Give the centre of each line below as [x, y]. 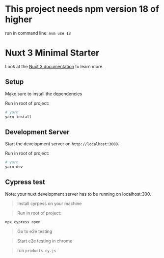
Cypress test [25, 182]
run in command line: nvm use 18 [38, 33]
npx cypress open [23, 222]
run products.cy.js [37, 250]
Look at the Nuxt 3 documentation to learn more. [55, 66]
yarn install [18, 117]
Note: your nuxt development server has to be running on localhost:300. [78, 194]
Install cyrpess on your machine [49, 203]
